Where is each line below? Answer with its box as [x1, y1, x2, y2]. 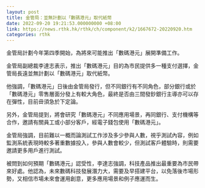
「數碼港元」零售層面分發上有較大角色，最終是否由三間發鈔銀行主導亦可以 [6, 90, 193, 98]
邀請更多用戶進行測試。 [6, 147, 65, 154]
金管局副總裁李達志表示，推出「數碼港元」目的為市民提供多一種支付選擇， [6, 62, 193, 70]
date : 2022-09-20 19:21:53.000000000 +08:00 [6, 20, 121, 26]
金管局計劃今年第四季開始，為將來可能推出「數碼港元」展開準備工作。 [6, 49, 183, 57]
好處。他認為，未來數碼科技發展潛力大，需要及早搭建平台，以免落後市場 [11, 167, 193, 175]
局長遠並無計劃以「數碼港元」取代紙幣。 [11, 70, 113, 77]
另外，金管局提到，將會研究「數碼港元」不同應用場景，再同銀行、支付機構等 [6, 111, 199, 118]
